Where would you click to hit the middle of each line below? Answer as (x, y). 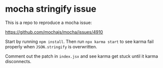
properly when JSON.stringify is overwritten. (51, 46)
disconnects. (18, 61)
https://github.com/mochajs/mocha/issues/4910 (54, 32)
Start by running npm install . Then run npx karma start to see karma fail (80, 41)
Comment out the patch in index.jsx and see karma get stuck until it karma (81, 56)
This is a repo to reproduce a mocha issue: (49, 23)
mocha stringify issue (51, 9)
